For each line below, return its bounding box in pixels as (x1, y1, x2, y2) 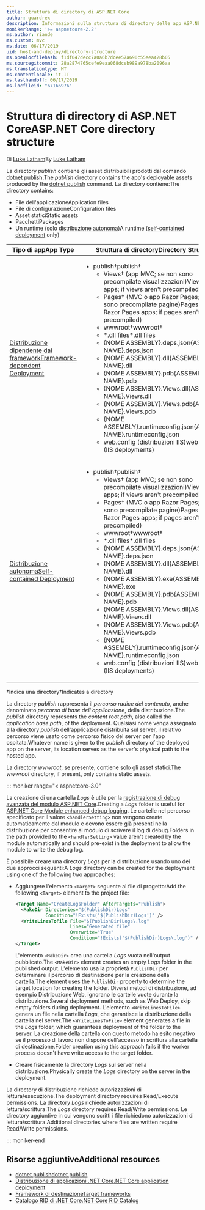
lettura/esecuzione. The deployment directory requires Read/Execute (6, 1092, 179, 1099)
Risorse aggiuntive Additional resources (6, 1154, 160, 1165)
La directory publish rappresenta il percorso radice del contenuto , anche (6, 699, 189, 707)
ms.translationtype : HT (6, 65, 67, 72)
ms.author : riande (6, 32, 53, 38)
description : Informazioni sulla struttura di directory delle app (6, 20, 182, 26)
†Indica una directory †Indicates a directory (6, 688, 114, 695)
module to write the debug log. (6, 846, 84, 853)
